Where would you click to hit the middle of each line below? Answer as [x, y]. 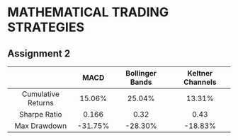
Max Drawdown [41, 126]
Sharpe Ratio [40, 114]
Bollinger [141, 73]
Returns [41, 103]
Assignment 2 [39, 53]
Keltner [200, 73]
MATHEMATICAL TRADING [88, 12]
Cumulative [41, 94]
